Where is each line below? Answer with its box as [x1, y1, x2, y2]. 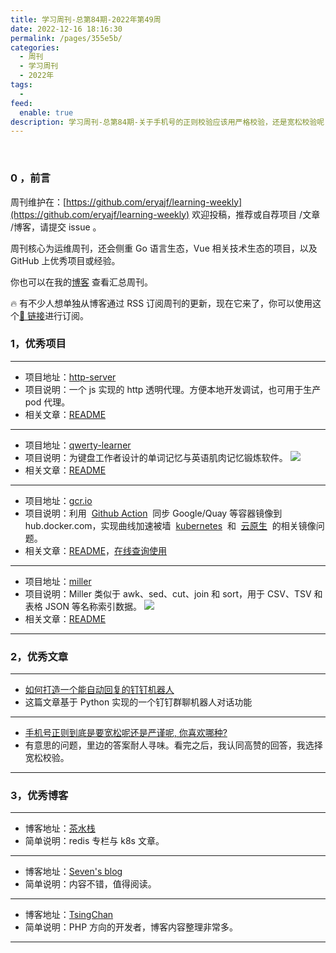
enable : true [19, 107, 74, 118]
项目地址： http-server [24, 371, 117, 383]
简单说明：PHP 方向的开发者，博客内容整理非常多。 [24, 921, 239, 933]
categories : [10, 42, 60, 53]
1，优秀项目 [10, 337, 67, 351]
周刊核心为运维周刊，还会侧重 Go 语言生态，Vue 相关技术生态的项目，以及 [10, 242, 318, 254]
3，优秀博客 [10, 789, 69, 803]
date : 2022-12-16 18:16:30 [10, 24, 123, 34]
